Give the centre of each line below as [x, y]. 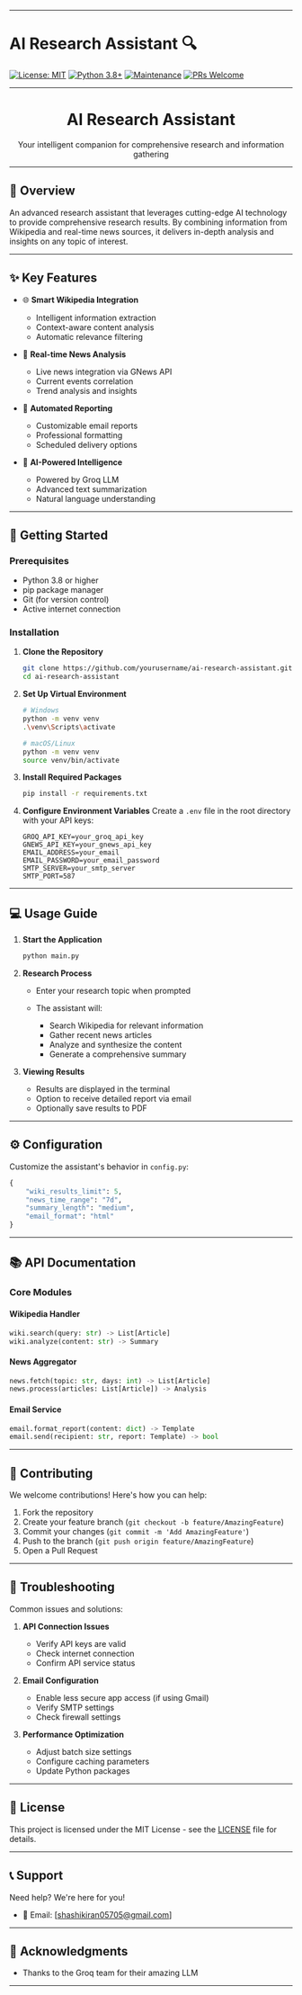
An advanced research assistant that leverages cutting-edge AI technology [148, 212]
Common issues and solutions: [66, 1609]
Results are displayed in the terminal [103, 1089]
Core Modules [41, 1293]
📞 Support [36, 1876]
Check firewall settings [78, 1717]
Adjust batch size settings [84, 1751]
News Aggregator [43, 1361]
